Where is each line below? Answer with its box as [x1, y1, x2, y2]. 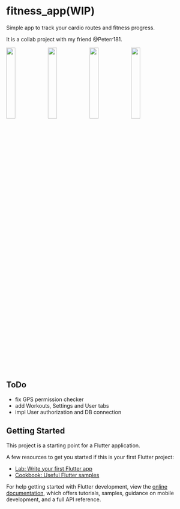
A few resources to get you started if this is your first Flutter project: [6, 453, 174, 460]
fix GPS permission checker [14, 396, 84, 403]
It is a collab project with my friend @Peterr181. [6, 35, 123, 43]
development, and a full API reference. [6, 496, 101, 503]
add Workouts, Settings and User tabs [14, 402, 109, 409]
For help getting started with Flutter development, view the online [6, 483, 168, 490]
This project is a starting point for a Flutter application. [6, 442, 140, 449]
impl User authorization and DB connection [14, 408, 122, 415]
